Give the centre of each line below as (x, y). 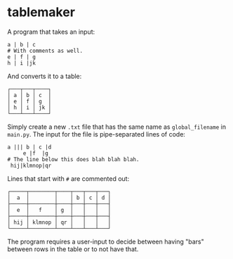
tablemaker (41, 12)
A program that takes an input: (51, 32)
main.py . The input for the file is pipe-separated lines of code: (96, 134)
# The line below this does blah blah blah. (73, 159)
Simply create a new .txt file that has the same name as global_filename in (117, 127)
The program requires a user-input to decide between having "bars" (106, 241)
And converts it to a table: (45, 76)
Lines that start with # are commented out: (68, 178)
